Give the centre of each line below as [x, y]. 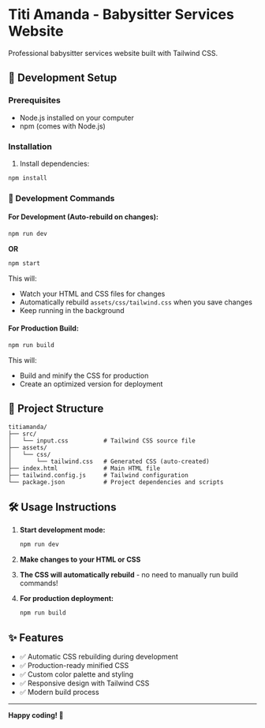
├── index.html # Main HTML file [84, 468]
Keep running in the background [72, 310]
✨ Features [36, 638]
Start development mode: [62, 530]
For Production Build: [43, 328]
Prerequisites [34, 100]
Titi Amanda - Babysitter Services [121, 15]
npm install [28, 178]
